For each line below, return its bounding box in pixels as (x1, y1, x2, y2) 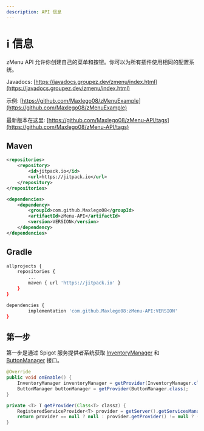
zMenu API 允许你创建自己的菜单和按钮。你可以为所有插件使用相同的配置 (6, 58, 189, 66)
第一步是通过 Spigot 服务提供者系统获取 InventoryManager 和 (6, 349, 160, 356)
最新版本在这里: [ (6, 116, 49, 123)
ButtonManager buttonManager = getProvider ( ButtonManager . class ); (17, 385, 189, 392)
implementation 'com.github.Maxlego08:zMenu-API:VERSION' (28, 308, 178, 314)
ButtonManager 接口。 (6, 357, 63, 364)
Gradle (6, 247, 32, 257)
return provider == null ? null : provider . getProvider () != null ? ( (17, 414, 200, 420)
